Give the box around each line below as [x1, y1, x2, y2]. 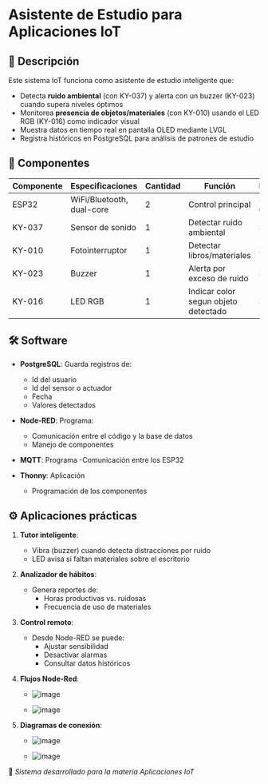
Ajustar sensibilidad [43, 642, 109, 651]
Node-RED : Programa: [19, 416, 94, 425]
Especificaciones [70, 180, 138, 191]
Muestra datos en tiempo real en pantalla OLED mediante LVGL [19, 125, 227, 134]
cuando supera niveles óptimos [19, 100, 124, 109]
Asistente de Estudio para [8, 6, 183, 24]
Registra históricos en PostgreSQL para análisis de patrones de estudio [19, 133, 254, 143]
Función [203, 180, 236, 191]
